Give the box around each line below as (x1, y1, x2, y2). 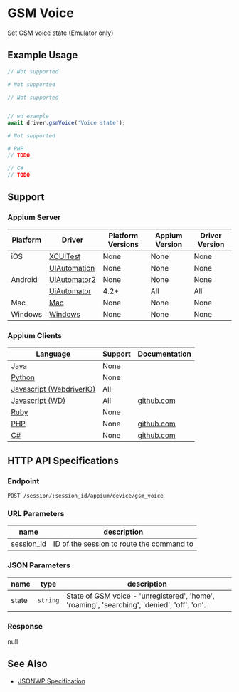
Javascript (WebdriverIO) (11, 384, 96, 394)
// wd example (7, 112, 50, 120)
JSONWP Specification (17, 676, 86, 685)
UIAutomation (48, 263, 95, 273)
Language (36, 349, 71, 359)
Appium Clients (7, 331, 63, 341)
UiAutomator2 (48, 275, 96, 285)
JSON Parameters (7, 560, 71, 570)
